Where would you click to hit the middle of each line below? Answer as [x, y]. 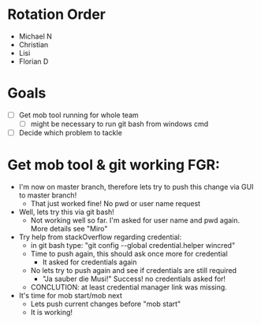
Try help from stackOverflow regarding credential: [100, 237]
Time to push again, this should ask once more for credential [129, 254]
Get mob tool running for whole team [78, 115]
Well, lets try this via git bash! [67, 212]
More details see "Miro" [69, 229]
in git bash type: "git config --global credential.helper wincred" [133, 245]
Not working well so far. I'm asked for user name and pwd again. [135, 220]
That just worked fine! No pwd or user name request [116, 203]
